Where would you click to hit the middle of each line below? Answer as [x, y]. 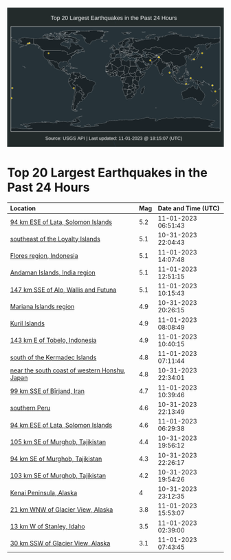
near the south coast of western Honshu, [68, 370]
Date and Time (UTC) [189, 208]
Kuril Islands [27, 323]
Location [23, 208]
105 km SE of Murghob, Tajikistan [58, 441]
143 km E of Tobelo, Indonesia [53, 340]
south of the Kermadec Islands [53, 357]
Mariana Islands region [42, 306]
